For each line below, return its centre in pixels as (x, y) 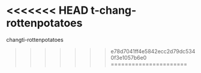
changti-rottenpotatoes (35, 39)
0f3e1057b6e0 (129, 57)
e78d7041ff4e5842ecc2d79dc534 (153, 51)
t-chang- (114, 10)
